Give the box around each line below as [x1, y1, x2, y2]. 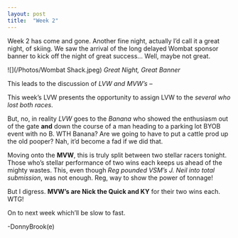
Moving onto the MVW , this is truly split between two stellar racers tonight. [7, 151, 227, 159]
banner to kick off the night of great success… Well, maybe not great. [7, 51, 211, 60]
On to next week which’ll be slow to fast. [7, 208, 126, 217]
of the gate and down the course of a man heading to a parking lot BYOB [7, 121, 221, 130]
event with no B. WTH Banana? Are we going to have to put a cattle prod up [7, 129, 229, 138]
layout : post [7, 10, 46, 18]
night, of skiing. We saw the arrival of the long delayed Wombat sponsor [7, 44, 219, 53]
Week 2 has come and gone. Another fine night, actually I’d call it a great [7, 36, 220, 45]
